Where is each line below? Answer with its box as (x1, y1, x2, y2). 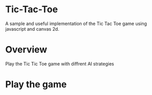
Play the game (5, 79, 67, 90)
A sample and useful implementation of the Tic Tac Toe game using (5, 20, 147, 27)
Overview (5, 44, 47, 56)
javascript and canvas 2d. (5, 26, 60, 32)
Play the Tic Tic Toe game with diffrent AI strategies (5, 60, 114, 67)
